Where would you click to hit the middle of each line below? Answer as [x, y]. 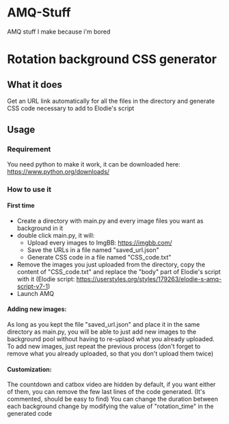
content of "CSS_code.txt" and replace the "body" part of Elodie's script [119, 271]
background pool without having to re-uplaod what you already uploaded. [111, 339]
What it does [35, 85]
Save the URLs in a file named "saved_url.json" [93, 250]
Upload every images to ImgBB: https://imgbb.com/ [99, 242]
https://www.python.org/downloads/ [58, 171]
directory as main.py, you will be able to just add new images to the [102, 332]
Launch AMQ [36, 293]
